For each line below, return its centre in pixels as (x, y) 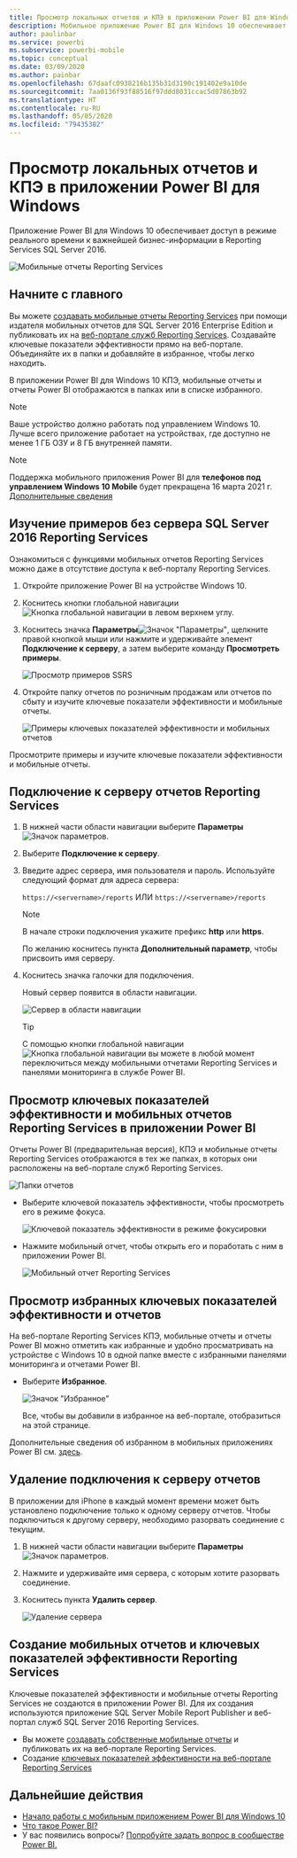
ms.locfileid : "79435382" (57, 125)
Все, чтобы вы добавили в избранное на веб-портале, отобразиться (151, 1416)
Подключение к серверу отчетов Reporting (135, 791)
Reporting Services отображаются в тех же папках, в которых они (133, 1159)
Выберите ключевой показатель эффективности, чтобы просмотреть (153, 1203)
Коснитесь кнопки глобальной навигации (100, 603)
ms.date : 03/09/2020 (47, 67)
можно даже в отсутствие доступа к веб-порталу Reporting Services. (140, 568)
